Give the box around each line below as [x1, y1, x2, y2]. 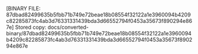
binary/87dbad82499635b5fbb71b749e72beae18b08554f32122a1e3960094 [6, 30, 192, 37]
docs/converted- [47, 23, 89, 31]
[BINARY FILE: [6, 5, 41, 12]
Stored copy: [15, 23, 47, 31]
